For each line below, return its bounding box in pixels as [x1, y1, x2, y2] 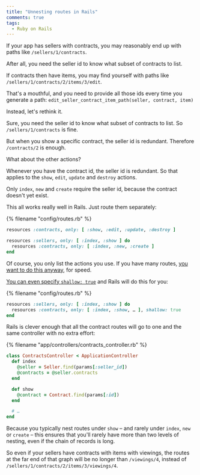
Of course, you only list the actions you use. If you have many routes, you [6, 259, 188, 267]
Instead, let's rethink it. [6, 108, 63, 115]
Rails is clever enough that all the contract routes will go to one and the [6, 323, 182, 331]
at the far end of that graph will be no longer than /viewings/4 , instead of [6, 456, 187, 463]
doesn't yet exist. [6, 192, 49, 199]
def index [11, 359, 36, 365]
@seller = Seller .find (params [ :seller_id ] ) [17, 364, 128, 370]
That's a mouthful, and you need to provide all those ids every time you [6, 90, 183, 97]
